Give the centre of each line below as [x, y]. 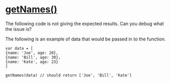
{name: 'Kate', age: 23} [32, 62]
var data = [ [19, 48]
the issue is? [18, 29]
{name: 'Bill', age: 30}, [33, 57]
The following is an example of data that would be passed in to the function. [85, 39]
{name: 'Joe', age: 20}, [32, 53]
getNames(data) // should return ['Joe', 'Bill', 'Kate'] [69, 75]
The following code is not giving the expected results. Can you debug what [85, 24]
